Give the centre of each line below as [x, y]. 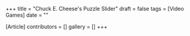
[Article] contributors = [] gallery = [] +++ [57, 27]
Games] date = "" [27, 15]
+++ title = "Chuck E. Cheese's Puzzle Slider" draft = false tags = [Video [95, 9]
